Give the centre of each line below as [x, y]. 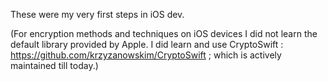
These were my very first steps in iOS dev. [97, 14]
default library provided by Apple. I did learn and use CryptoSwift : [147, 44]
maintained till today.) [54, 65]
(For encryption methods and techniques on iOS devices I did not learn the [164, 33]
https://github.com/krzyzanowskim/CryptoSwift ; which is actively [146, 55]
